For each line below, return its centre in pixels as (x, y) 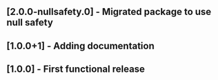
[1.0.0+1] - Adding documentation (80, 45)
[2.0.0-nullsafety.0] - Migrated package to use (109, 12)
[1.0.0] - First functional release (76, 69)
